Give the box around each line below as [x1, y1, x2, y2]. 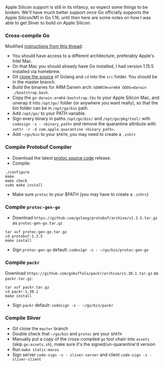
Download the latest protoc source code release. [12, 155, 112, 161]
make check [5, 178, 28, 183]
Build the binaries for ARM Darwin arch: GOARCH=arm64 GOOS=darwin [12, 84, 147, 90]
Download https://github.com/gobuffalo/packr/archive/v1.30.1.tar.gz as [5, 270, 159, 276]
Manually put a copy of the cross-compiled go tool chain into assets [12, 336, 150, 342]
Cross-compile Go [5, 32, 50, 39]
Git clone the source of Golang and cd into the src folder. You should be [12, 74, 158, 80]
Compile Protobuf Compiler [5, 144, 72, 151]
